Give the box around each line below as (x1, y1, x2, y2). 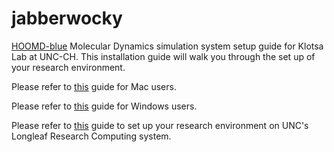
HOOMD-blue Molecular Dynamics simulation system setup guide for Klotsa (11, 40, 324, 52)
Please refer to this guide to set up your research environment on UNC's (11, 119, 309, 131)
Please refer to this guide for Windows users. (11, 100, 198, 112)
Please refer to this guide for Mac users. (11, 80, 177, 92)
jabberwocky (11, 7, 123, 30)
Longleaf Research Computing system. (11, 130, 172, 142)
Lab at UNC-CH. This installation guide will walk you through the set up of (11, 50, 316, 62)
